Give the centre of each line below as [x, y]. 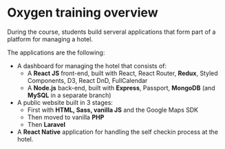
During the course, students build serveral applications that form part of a [111, 32]
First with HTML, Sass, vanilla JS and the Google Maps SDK [112, 110]
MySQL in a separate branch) [69, 95]
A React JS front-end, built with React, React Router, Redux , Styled [122, 73]
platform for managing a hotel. [50, 39]
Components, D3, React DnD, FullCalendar [87, 80]
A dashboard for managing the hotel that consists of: [92, 66]
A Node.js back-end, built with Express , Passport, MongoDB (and [121, 88]
